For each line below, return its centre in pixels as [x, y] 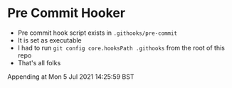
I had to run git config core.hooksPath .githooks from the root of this [121, 48]
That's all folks [39, 62]
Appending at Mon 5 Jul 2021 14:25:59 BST [71, 77]
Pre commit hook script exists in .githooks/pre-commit [97, 33]
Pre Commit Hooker [67, 13]
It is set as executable [49, 40]
